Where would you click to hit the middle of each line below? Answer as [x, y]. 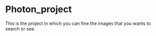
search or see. [20, 28]
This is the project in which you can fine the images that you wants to [78, 23]
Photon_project [39, 9]
